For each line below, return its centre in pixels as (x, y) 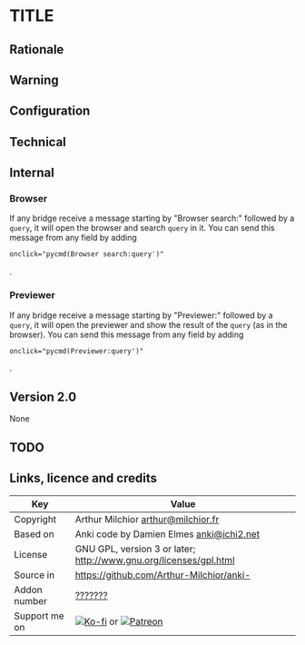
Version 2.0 (43, 397)
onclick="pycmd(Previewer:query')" (77, 351)
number (31, 600)
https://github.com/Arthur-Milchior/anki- (163, 575)
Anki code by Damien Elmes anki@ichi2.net (167, 534)
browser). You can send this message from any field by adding (127, 334)
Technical (38, 142)
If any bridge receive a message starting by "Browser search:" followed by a (152, 218)
